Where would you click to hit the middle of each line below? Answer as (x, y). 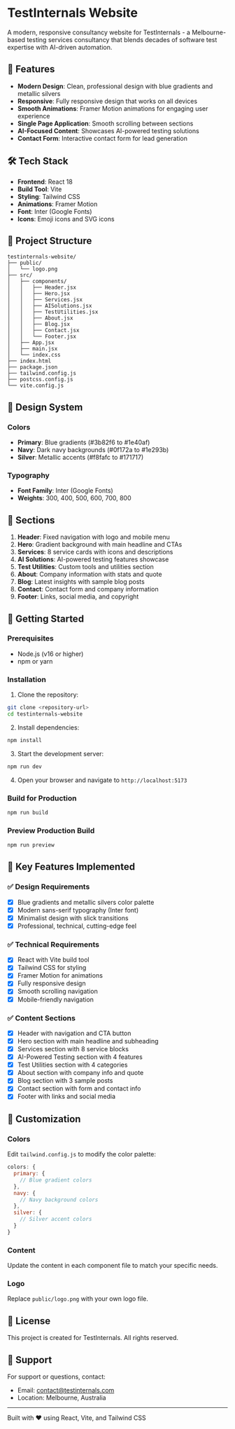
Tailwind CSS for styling (52, 968)
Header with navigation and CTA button (74, 1033)
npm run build (28, 812)
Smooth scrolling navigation (57, 991)
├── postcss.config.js (40, 380)
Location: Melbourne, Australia (62, 1397)
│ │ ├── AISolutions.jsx (50, 306)
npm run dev (24, 766)
